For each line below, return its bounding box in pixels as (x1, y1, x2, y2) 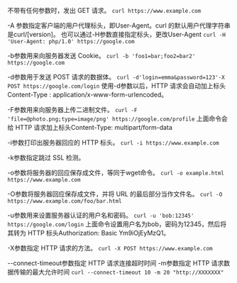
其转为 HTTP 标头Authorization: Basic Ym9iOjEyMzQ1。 (7, 229, 170, 237)
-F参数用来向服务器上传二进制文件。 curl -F (7, 106, 138, 113)
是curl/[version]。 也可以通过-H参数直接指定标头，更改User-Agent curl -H (7, 30, 226, 38)
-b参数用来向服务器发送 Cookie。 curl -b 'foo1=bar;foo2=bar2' (7, 52, 196, 60)
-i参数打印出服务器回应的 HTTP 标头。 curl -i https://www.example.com (7, 138, 219, 147)
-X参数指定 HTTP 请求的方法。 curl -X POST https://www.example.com (7, 244, 213, 252)
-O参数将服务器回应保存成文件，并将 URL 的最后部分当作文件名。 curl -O (7, 190, 223, 198)
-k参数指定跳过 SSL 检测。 (7, 153, 85, 162)
